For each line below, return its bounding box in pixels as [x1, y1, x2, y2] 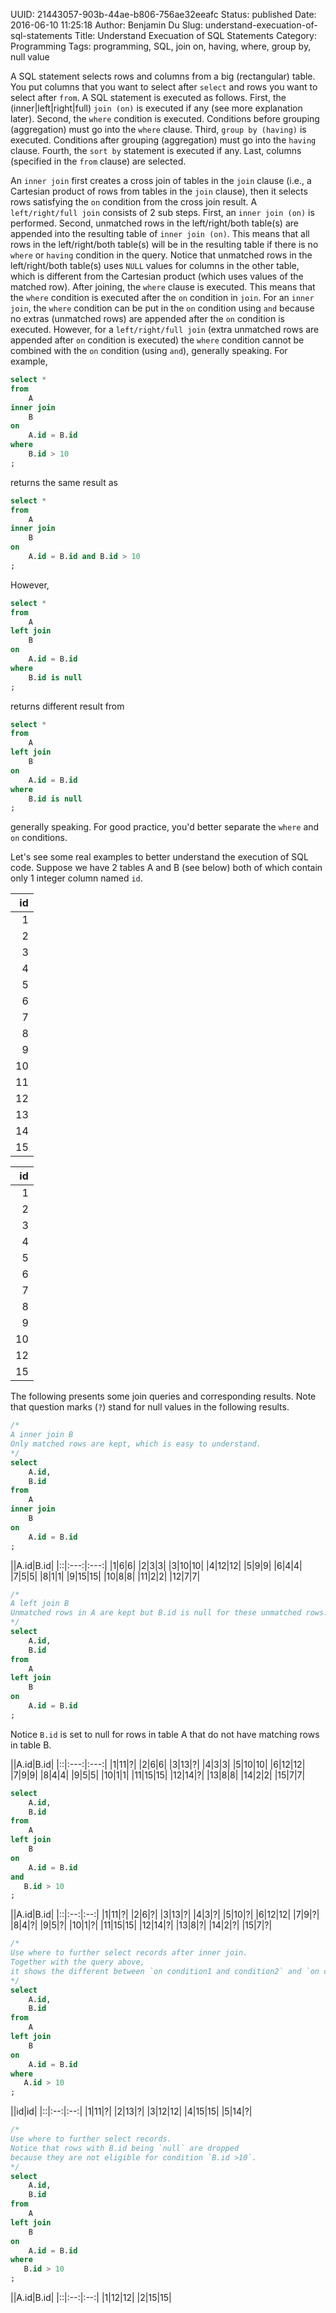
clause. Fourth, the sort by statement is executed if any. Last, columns [10, 145, 302, 156]
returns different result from [10, 700, 125, 712]
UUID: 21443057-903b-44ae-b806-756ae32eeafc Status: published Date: [10, 9, 317, 20]
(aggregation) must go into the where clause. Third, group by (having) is [10, 124, 307, 135]
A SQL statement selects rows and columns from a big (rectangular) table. [10, 70, 316, 82]
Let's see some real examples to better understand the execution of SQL [10, 851, 309, 863]
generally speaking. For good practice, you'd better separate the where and [10, 821, 320, 833]
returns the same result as [10, 476, 118, 488]
